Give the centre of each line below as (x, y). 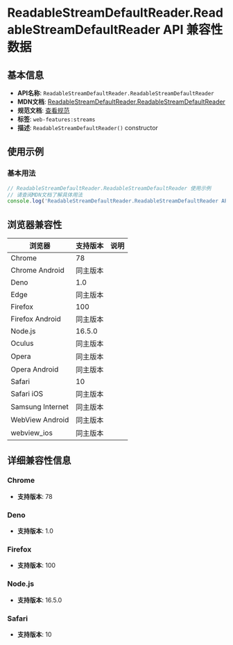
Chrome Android (37, 271)
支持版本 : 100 (36, 566)
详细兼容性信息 (39, 460)
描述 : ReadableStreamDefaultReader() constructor (87, 128)
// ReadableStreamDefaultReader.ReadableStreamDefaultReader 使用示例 (109, 188)
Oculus (22, 344)
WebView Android (40, 420)
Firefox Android (36, 319)
